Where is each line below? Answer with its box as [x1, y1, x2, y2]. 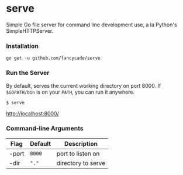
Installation [6, 42, 39, 50]
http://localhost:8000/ [6, 110, 60, 117]
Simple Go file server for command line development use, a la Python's [6, 21, 177, 28]
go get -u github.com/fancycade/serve [6, 55, 101, 61]
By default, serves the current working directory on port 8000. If [6, 82, 161, 89]
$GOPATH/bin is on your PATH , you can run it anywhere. [6, 88, 135, 95]
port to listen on [56, 149, 100, 157]
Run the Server [6, 69, 50, 77]
